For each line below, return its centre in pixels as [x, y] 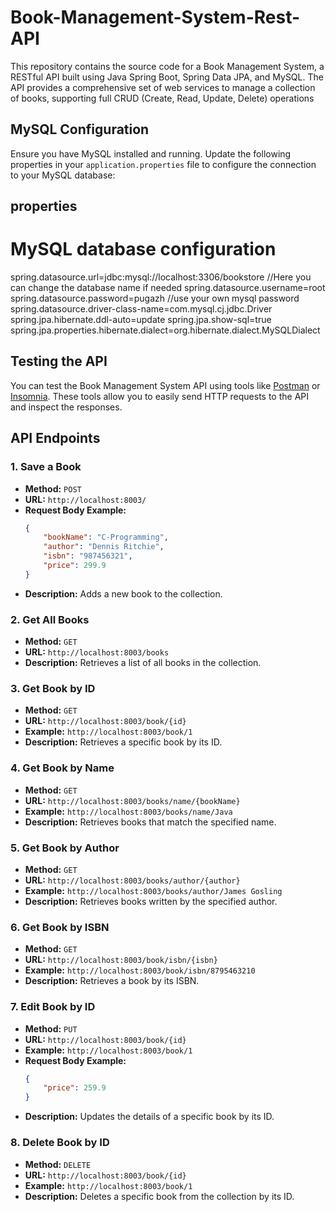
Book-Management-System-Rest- [155, 17]
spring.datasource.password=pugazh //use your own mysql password [155, 298]
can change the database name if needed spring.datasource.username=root [168, 288]
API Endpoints [55, 438]
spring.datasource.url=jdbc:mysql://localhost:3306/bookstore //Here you [161, 277]
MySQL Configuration [80, 129]
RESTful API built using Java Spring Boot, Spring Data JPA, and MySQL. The [167, 77]
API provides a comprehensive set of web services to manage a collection [163, 87]
